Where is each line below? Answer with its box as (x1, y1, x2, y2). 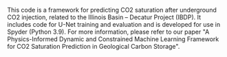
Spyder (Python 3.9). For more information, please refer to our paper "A (7, 27, 210, 36)
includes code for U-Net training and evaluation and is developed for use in (7, 21, 221, 28)
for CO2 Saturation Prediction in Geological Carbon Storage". (7, 43, 180, 50)
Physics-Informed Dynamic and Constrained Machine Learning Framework (7, 35, 219, 43)
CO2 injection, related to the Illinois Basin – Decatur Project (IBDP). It (7, 13, 202, 21)
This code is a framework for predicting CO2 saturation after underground (7, 6, 217, 14)
